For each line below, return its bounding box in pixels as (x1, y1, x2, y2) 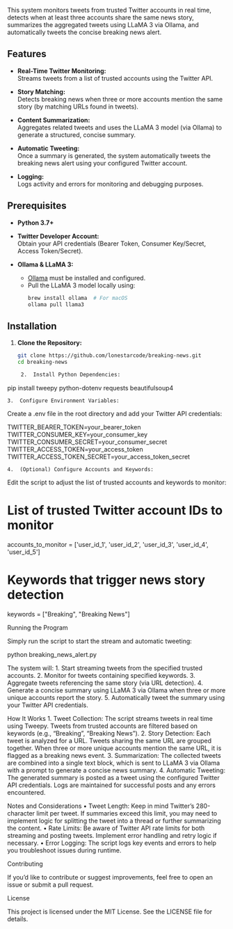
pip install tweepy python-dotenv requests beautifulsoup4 (7, 383, 174, 392)
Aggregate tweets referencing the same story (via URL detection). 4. (7, 678, 204, 687)
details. (7, 914, 29, 923)
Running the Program (7, 623, 68, 632)
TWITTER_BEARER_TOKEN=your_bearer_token (7, 422, 141, 431)
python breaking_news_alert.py (7, 650, 97, 658)
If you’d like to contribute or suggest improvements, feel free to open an (7, 873, 214, 881)
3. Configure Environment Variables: (7, 397, 120, 404)
